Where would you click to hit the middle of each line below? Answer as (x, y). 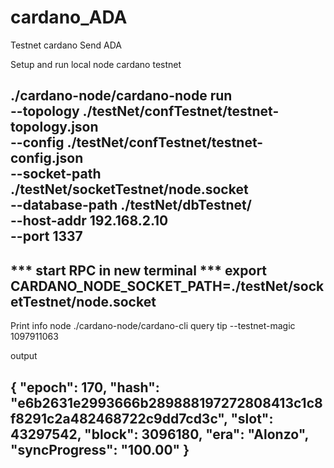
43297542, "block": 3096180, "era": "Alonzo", (159, 434)
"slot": (252, 418)
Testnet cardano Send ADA (66, 45)
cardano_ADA (69, 17)
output (24, 356)
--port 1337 (46, 236)
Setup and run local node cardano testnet (96, 64)
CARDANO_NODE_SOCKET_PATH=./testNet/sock (167, 286)
